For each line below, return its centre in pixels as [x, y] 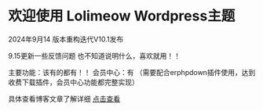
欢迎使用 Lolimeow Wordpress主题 [122, 16]
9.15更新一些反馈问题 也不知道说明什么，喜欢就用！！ [95, 55]
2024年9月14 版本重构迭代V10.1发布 [66, 39]
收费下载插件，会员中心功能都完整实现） [73, 82]
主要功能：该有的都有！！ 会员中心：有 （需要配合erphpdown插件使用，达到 [132, 72]
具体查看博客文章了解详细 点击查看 [64, 98]
